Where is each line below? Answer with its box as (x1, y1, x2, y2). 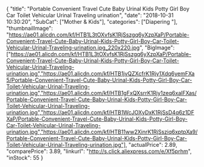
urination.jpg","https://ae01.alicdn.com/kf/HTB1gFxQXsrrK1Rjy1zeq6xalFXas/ (6, 90, 197, 96)
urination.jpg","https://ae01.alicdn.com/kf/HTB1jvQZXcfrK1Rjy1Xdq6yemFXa (6, 70, 195, 77)
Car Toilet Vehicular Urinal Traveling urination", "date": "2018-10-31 (6, 12, 174, 19)
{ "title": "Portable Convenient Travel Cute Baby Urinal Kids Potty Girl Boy (6, 5, 190, 12)
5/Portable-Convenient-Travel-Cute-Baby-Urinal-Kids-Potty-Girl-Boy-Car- (6, 76, 192, 83)
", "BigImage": (139, 44, 175, 51)
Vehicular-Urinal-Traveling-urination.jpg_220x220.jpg (6, 44, 140, 51)
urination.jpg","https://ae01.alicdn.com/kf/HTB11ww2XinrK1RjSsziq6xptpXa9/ (6, 128, 198, 135)
